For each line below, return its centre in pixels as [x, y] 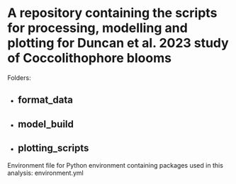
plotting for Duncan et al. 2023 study [118, 43]
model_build [46, 124]
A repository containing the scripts [112, 13]
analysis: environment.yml [45, 173]
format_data [45, 100]
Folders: [19, 77]
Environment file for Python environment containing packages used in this [115, 165]
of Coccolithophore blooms [90, 58]
